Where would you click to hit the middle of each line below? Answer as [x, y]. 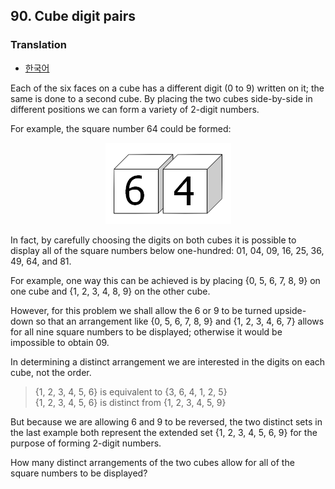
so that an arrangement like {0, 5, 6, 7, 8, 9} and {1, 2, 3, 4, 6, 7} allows [180, 321]
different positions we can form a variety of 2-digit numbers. [135, 109]
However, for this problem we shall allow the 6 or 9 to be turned [141, 310]
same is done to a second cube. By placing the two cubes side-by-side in [161, 98]
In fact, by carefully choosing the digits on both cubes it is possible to [153, 240]
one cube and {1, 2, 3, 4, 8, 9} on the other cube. [110, 291]
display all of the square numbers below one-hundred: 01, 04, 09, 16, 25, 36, [167, 250]
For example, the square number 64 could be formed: [121, 128]
